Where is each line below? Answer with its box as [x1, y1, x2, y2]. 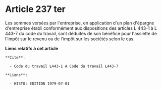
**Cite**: [5, 55, 26, 60]
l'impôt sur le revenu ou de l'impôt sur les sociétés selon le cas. [5, 36, 135, 42]
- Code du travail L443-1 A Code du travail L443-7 [9, 64, 119, 69]
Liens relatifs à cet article [5, 45, 58, 51]
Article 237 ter [5, 3, 66, 15]
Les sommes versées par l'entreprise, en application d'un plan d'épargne [5, 20, 155, 26]
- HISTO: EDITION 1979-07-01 [9, 81, 70, 86]
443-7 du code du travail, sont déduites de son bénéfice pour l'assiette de [5, 30, 157, 36]
